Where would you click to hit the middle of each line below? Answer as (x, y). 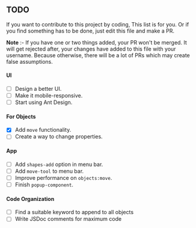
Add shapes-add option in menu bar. (59, 164)
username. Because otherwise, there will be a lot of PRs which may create (98, 55)
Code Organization (30, 199)
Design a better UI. (38, 89)
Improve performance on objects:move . (63, 177)
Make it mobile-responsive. (49, 96)
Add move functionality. (43, 130)
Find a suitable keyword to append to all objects (74, 212)
